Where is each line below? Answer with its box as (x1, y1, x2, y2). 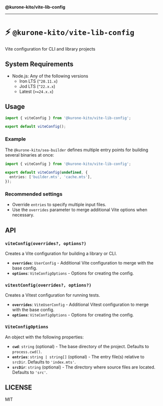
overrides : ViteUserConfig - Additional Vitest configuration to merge (12, 301, 149, 308)
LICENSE (5, 384, 33, 392)
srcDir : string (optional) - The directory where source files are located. (12, 364, 156, 370)
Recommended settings (5, 191, 63, 197)
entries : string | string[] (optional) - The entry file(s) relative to (12, 353, 145, 359)
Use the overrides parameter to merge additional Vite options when (12, 207, 147, 213)
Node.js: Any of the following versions (12, 73, 88, 79)
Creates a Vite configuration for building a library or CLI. (5, 250, 117, 257)
